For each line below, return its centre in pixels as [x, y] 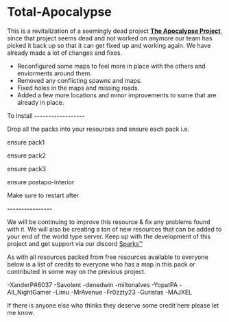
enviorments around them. [55, 73]
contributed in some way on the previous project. [76, 271]
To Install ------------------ [46, 115]
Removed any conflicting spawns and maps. [80, 80]
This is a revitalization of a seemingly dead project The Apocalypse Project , [115, 31]
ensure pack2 [27, 156]
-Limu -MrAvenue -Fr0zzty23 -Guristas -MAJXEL [122, 292]
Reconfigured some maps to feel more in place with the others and [111, 66]
